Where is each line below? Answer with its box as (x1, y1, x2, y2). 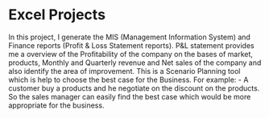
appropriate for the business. (8, 100, 105, 110)
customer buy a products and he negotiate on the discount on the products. (8, 83, 260, 93)
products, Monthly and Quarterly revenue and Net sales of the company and (8, 58, 262, 67)
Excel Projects (8, 6, 106, 24)
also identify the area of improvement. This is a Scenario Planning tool (8, 66, 241, 75)
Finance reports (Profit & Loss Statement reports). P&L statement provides (8, 40, 255, 50)
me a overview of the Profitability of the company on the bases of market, (8, 49, 254, 59)
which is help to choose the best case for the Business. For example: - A (8, 75, 249, 84)
